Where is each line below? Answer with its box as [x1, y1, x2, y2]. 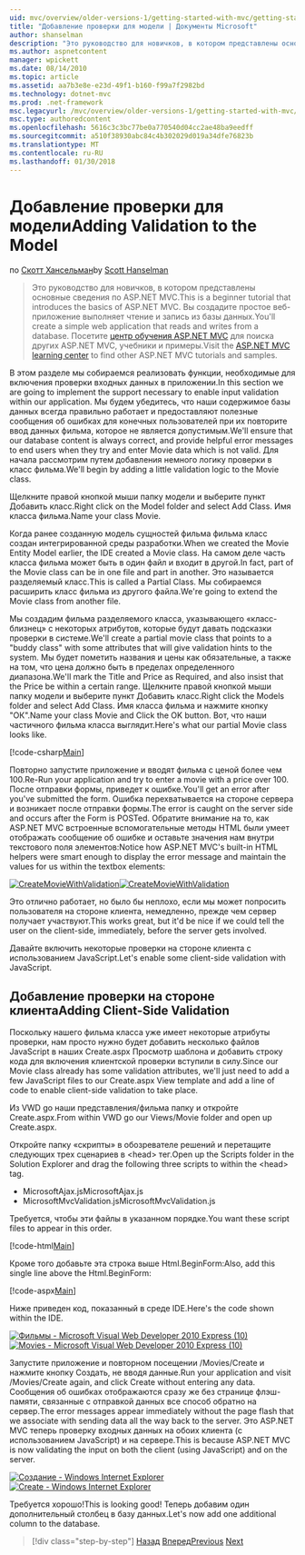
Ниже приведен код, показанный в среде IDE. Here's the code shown [9, 1303, 274, 1314]
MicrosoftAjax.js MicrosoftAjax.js [22, 1186, 143, 1197]
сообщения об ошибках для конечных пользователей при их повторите [9, 415, 288, 427]
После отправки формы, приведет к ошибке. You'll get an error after [9, 783, 270, 795]
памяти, [9, 1396, 41, 1407]
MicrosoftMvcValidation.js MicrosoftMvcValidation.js [22, 1196, 216, 1207]
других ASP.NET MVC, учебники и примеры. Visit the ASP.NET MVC [31, 340, 290, 351]
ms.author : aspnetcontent [9, 47, 107, 56]
